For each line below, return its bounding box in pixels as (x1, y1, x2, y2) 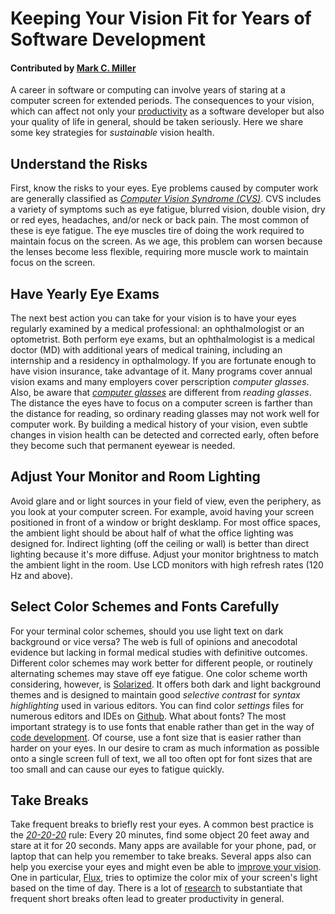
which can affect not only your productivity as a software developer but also (10, 105, 325, 117)
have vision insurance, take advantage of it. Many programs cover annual (10, 365, 313, 377)
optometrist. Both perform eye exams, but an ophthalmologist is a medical (10, 333, 315, 346)
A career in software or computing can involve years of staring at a (10, 84, 286, 96)
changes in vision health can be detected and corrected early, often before (10, 429, 320, 441)
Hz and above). (10, 569, 74, 581)
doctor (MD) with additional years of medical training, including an (10, 344, 283, 356)
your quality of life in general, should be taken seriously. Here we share (10, 116, 304, 128)
